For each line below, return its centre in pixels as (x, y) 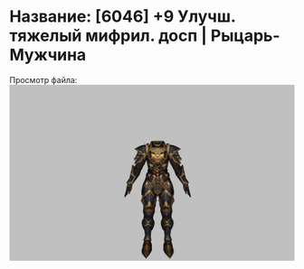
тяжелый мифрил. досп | (109, 36)
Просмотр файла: (43, 79)
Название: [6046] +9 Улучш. (123, 17)
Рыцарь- (245, 36)
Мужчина (48, 55)
